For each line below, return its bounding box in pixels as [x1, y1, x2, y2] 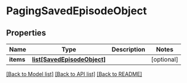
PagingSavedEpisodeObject [6, 4, 147, 18]
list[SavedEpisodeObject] [31, 55, 106, 63]
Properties [6, 28, 46, 38]
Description [112, 46, 145, 53]
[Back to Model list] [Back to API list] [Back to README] [6, 71, 142, 78]
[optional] [151, 55, 179, 63]
